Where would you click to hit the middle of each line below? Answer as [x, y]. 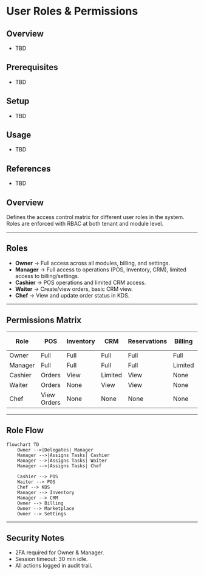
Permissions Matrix [44, 320]
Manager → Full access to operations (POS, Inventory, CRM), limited [101, 270]
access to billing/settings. [47, 276]
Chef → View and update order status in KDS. [72, 295]
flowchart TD [23, 444]
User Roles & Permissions [72, 11]
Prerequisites [32, 67]
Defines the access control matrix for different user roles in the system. [95, 217]
